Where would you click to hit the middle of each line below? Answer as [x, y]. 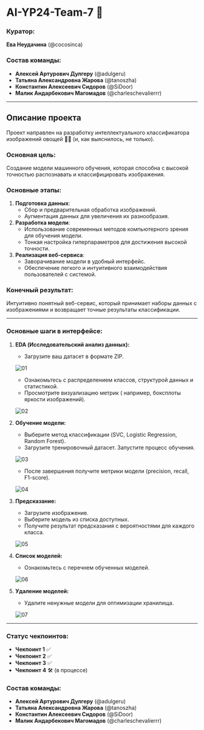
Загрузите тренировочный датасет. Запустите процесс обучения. [110, 447]
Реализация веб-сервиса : [50, 255]
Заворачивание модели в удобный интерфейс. [85, 261]
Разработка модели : [42, 223]
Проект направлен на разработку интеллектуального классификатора [98, 133]
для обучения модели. [53, 236]
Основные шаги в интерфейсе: [55, 331]
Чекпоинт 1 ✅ [33, 649]
